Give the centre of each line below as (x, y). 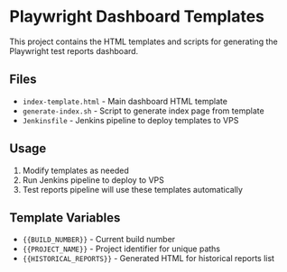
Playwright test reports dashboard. (74, 50)
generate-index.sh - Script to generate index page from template (143, 111)
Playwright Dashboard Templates (137, 17)
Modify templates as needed (75, 170)
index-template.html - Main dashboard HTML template (125, 101)
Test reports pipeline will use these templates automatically (133, 189)
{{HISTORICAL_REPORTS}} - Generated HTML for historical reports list (148, 258)
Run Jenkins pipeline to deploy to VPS (93, 180)
